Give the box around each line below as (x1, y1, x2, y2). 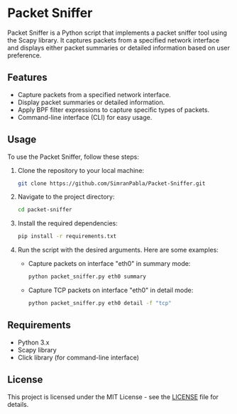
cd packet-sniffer (17, 206, 72, 213)
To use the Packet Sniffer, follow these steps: (7, 152, 140, 161)
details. (7, 400, 29, 408)
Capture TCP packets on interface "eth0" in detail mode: (28, 286, 194, 295)
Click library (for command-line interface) (17, 353, 140, 362)
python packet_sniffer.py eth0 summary (28, 273, 147, 281)
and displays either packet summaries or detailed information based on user (7, 43, 231, 52)
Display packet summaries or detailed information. (17, 98, 165, 106)
